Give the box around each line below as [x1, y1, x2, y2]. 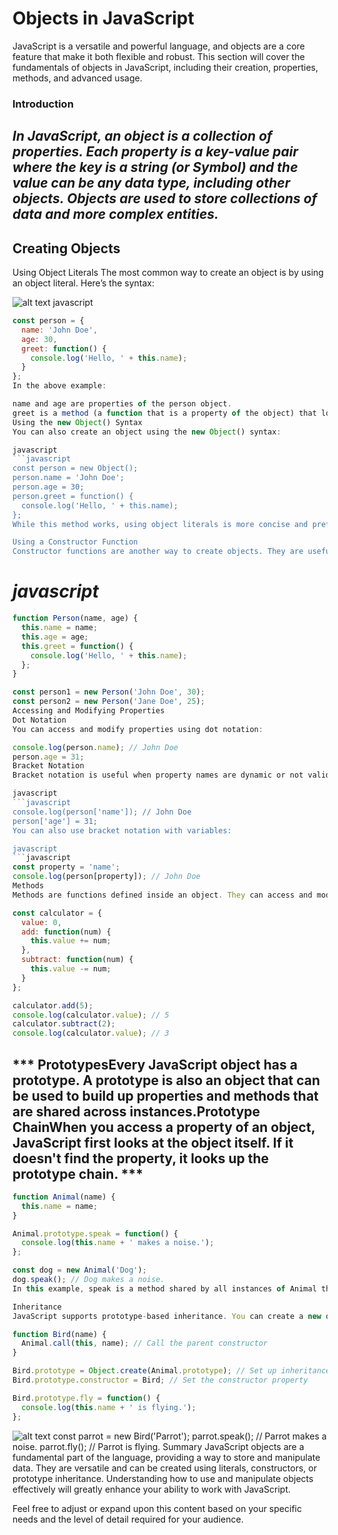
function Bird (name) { [12, 1329, 107, 1339]
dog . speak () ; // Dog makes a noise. [12, 1275, 165, 1285]
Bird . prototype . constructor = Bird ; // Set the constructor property [12, 1375, 309, 1386]
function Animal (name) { [12, 1192, 116, 1202]
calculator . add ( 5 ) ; [12, 1000, 94, 1011]
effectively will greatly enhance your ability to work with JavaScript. [12, 1483, 291, 1495]
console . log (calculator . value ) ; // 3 [12, 1028, 170, 1039]
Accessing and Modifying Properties [12, 706, 165, 716]
